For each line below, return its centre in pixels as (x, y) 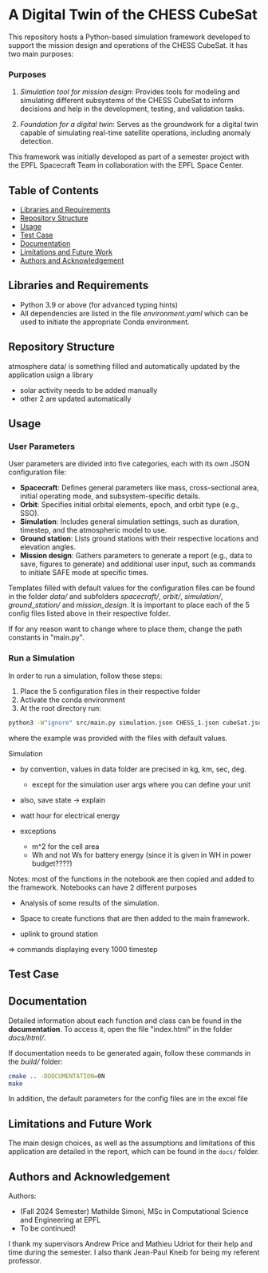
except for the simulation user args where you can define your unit (141, 784)
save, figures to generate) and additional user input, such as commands (138, 564)
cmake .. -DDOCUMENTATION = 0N (57, 1076)
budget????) (52, 863)
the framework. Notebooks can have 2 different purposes (103, 887)
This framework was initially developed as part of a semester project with (129, 157)
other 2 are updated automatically (75, 399)
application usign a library (51, 375)
